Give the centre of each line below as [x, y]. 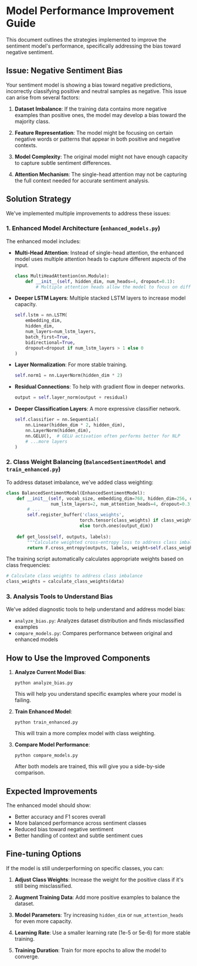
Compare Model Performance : [52, 745]
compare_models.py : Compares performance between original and [94, 633]
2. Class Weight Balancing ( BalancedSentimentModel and [86, 462]
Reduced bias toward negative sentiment [64, 829]
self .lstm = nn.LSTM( [41, 315]
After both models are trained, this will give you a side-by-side [90, 766]
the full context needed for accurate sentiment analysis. [82, 180]
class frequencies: [28, 565]
